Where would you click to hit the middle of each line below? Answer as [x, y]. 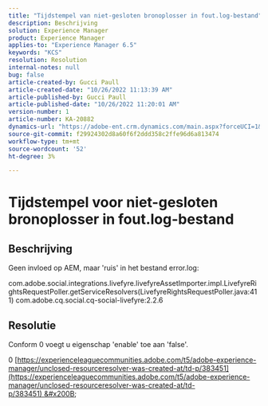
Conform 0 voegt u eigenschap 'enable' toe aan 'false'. [99, 345]
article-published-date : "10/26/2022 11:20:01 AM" [94, 104]
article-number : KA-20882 [51, 119]
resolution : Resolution [48, 61]
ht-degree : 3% [32, 156]
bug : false [26, 75]
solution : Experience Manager [59, 30]
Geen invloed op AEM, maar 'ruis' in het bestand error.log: [104, 268]
